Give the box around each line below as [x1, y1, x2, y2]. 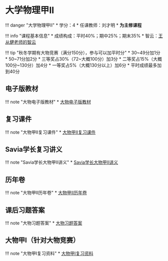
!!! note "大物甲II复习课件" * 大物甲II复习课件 [5, 129, 96, 135]
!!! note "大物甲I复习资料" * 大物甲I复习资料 [5, 250, 94, 256]
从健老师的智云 [5, 39, 36, 45]
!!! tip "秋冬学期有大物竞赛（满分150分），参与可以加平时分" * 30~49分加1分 [5, 50, 160, 56]
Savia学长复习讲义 [5, 145, 63, 153]
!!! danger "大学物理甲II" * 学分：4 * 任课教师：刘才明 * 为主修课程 [5, 22, 142, 28]
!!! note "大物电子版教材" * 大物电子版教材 [5, 99, 91, 105]
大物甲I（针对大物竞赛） [5, 236, 80, 244]
